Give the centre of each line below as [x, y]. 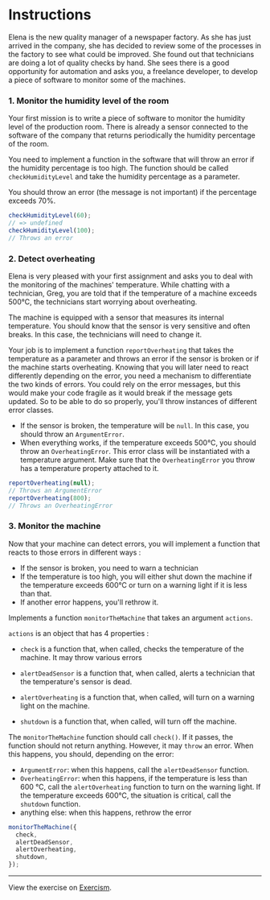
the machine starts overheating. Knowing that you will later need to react [129, 367]
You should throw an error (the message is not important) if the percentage [133, 192]
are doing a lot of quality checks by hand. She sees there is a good [119, 63]
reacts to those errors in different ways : [75, 552]
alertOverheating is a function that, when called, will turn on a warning [137, 697]
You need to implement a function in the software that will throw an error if [131, 159]
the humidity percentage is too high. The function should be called [119, 168]
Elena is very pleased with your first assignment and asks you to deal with [131, 276]
